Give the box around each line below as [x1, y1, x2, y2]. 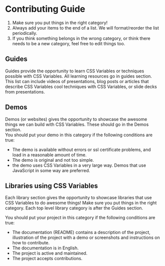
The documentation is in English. [12, 245, 79, 251]
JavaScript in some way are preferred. [12, 167, 90, 173]
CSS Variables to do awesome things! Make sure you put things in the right [5, 200, 157, 206]
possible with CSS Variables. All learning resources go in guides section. [5, 73, 152, 79]
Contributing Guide [5, 3, 85, 15]
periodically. [12, 30, 37, 36]
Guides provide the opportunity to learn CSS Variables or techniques [5, 68, 144, 74]
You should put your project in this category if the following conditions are [5, 215, 156, 221]
